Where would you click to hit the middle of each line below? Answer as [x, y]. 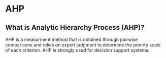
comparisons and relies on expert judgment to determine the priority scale [83, 45]
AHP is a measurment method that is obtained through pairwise [72, 39]
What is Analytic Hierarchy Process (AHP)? [75, 27]
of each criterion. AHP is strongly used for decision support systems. [77, 50]
